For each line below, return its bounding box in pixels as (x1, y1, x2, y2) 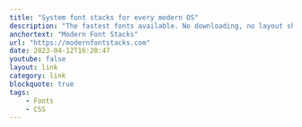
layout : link (9, 63, 58, 72)
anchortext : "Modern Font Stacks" (9, 30, 139, 38)
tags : (9, 88, 30, 97)
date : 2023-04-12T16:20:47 (9, 47, 111, 55)
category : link (9, 72, 67, 80)
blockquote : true (9, 80, 75, 89)
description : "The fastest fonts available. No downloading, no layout (9, 21, 283, 30)
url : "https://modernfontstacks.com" (9, 38, 151, 47)
